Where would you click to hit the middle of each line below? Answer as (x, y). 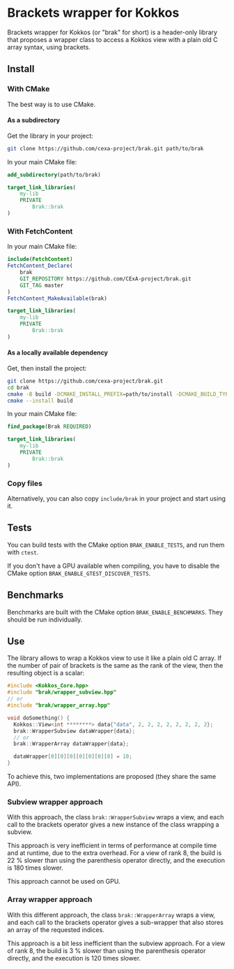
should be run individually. (45, 619)
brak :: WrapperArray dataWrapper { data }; (71, 744)
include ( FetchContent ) (40, 259)
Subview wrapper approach (55, 802)
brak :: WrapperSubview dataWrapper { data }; (75, 731)
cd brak (18, 387)
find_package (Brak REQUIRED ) (49, 427)
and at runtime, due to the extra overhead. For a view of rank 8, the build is (115, 853)
